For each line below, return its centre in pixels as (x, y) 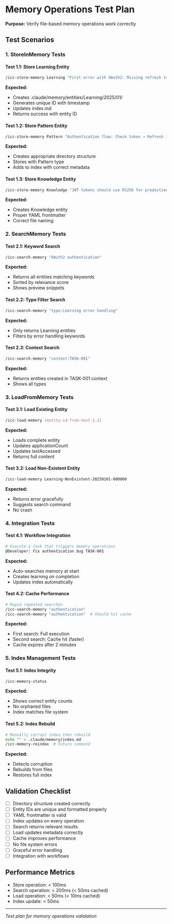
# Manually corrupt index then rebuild (48, 735)
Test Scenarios (30, 40)
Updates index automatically (43, 582)
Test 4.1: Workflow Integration (38, 536)
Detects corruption (33, 764)
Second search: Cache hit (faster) (48, 639)
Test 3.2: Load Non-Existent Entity (43, 468)
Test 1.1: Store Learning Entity (37, 67)
